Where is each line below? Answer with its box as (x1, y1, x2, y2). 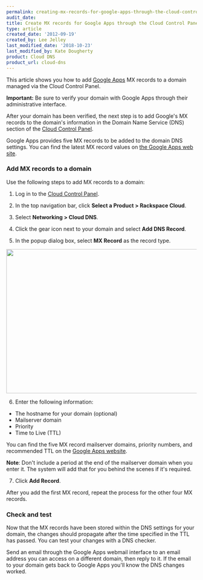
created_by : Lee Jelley (6, 37, 66, 43)
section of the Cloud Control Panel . (6, 125, 94, 132)
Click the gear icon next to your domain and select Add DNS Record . (14, 225, 186, 233)
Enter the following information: (14, 398, 94, 405)
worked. (6, 568, 27, 575)
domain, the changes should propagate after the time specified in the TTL (6, 530, 190, 538)
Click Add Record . (14, 477, 61, 484)
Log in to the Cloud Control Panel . (14, 190, 100, 197)
